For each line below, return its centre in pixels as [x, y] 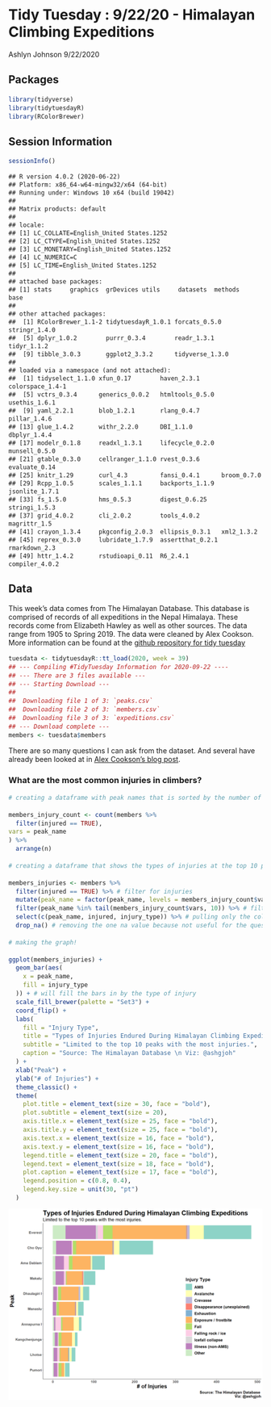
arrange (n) [34, 849]
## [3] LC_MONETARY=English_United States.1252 [90, 249]
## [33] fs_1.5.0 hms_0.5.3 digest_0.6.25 [108, 500]
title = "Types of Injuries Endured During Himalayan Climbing [131, 1036]
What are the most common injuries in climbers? [105, 780]
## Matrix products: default [57, 209]
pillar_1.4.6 [30, 419]
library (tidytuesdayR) [46, 108]
